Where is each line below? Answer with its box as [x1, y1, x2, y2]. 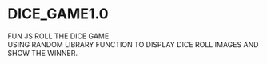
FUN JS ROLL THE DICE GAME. [7, 31, 111, 41]
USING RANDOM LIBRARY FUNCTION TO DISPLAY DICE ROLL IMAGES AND [7, 39, 259, 49]
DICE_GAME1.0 [7, 5, 109, 23]
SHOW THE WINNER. [7, 48, 78, 58]
